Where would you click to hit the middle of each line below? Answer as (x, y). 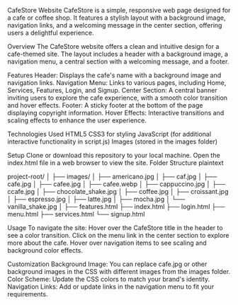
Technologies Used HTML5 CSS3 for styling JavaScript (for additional (109, 134)
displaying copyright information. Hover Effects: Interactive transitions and (116, 113)
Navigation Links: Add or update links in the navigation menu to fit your (111, 287)
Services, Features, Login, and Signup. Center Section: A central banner (112, 90)
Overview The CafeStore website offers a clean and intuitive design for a (113, 46)
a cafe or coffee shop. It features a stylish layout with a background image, (117, 18)
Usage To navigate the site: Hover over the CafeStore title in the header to (115, 228)
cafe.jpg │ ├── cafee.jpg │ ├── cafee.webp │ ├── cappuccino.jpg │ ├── (117, 184)
